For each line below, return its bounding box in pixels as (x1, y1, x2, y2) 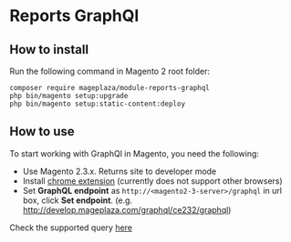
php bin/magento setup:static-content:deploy (9, 99, 185, 108)
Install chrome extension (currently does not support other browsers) (22, 175, 283, 187)
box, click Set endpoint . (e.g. (22, 195, 133, 206)
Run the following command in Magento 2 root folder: (9, 66, 211, 76)
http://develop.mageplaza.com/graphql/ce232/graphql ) (22, 204, 232, 215)
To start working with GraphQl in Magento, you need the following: (9, 147, 260, 159)
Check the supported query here (9, 222, 133, 233)
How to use (9, 124, 75, 139)
